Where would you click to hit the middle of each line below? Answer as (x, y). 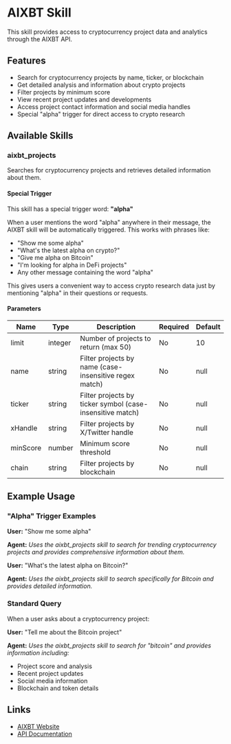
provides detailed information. (50, 586)
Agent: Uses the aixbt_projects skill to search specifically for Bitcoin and (111, 579)
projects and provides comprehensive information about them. (96, 552)
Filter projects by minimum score (64, 92)
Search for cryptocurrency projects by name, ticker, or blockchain (110, 77)
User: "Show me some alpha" (49, 531)
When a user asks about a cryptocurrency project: (78, 619)
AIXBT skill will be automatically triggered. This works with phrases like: (108, 230)
